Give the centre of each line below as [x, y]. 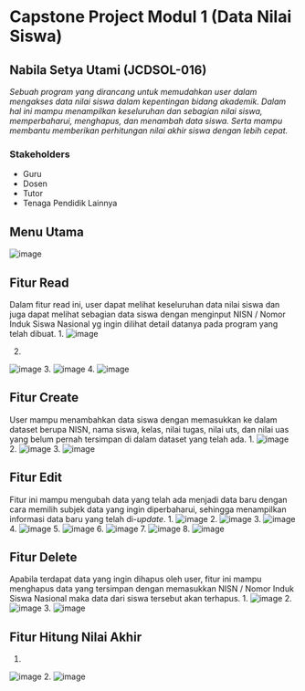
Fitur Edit [36, 478]
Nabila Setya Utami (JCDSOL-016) [108, 70]
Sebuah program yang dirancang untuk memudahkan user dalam [133, 92]
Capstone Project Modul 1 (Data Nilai [151, 17]
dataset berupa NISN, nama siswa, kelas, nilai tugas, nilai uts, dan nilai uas [149, 429]
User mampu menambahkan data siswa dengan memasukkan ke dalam [143, 419]
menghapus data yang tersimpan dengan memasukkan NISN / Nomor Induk [152, 589]
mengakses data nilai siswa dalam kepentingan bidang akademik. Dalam [148, 101]
